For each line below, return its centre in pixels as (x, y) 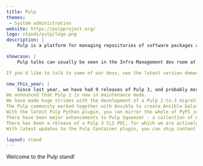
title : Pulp (21, 12)
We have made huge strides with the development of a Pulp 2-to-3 (92, 101)
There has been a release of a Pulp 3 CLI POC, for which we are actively (102, 123)
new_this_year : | (28, 84)
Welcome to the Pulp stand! (41, 157)
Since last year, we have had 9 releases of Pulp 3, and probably (102, 89)
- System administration (40, 23)
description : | (25, 40)
